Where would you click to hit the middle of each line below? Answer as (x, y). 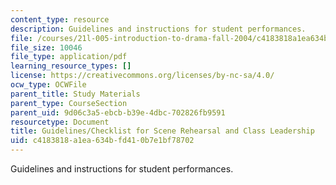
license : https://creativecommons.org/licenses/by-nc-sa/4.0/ (142, 76)
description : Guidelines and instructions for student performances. (158, 29)
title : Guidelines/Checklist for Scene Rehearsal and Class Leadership (162, 131)
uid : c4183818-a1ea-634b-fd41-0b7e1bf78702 (102, 141)
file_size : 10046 (46, 47)
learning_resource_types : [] (71, 66)
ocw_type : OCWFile (48, 85)
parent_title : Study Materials (75, 94)
